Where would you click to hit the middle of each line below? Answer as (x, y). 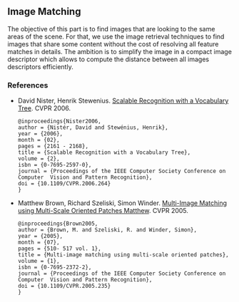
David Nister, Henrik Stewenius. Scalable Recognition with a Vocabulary (123, 101)
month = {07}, (39, 243)
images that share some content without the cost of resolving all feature (113, 44)
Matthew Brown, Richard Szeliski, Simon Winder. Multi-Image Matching (122, 203)
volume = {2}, (39, 159)
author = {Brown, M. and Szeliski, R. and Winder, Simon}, (107, 230)
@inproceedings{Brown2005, (58, 224)
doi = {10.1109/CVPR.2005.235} (64, 286)
